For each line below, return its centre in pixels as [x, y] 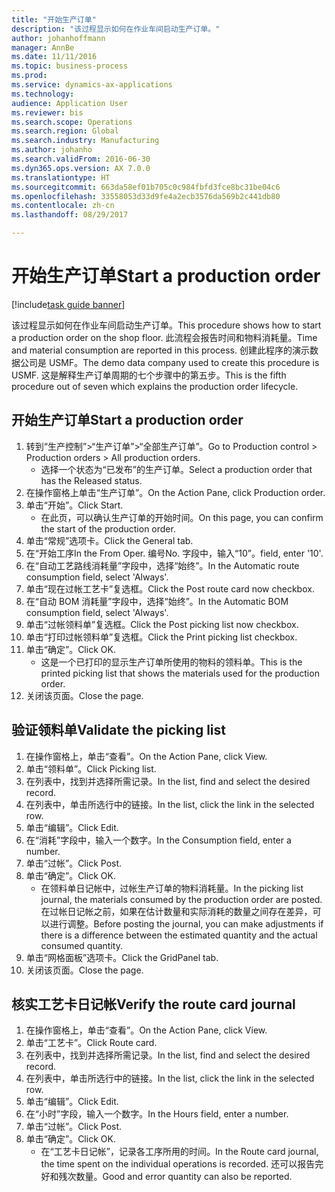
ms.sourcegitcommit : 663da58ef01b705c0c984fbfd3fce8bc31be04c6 [146, 187]
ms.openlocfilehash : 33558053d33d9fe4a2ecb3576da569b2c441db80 [146, 196]
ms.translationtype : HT [61, 177]
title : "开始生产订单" [54, 19]
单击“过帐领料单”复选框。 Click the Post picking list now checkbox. [162, 624]
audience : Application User [70, 103]
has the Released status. [91, 480]
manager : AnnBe [43, 47]
